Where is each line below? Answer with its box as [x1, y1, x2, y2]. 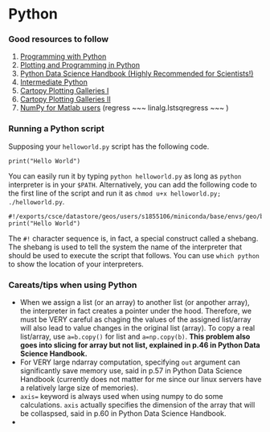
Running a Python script [8, 123, 104, 134]
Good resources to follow [8, 34, 109, 45]
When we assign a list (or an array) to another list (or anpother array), [19, 298, 251, 307]
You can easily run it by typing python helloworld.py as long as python [8, 171, 242, 181]
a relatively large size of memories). [19, 383, 139, 393]
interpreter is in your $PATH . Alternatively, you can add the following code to [8, 179, 257, 189]
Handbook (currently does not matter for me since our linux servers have [19, 375, 262, 385]
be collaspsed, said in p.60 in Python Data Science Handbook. [19, 409, 227, 418]
